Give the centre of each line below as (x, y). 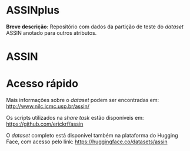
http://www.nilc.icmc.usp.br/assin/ (48, 106)
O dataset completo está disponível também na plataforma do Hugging (92, 136)
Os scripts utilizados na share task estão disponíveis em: (75, 118)
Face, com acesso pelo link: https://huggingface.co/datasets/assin (87, 142)
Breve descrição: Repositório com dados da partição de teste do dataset (95, 27)
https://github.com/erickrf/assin (45, 124)
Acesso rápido (42, 84)
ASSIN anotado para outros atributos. (51, 32)
